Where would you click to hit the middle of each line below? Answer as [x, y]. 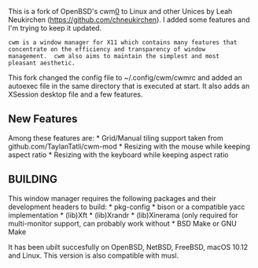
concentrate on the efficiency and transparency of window [107, 50]
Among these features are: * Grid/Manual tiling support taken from [116, 138]
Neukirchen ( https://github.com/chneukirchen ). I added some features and [129, 20]
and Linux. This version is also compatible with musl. [94, 255]
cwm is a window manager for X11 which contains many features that [123, 42]
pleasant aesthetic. [42, 63]
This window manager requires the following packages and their [112, 198]
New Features [43, 119]
